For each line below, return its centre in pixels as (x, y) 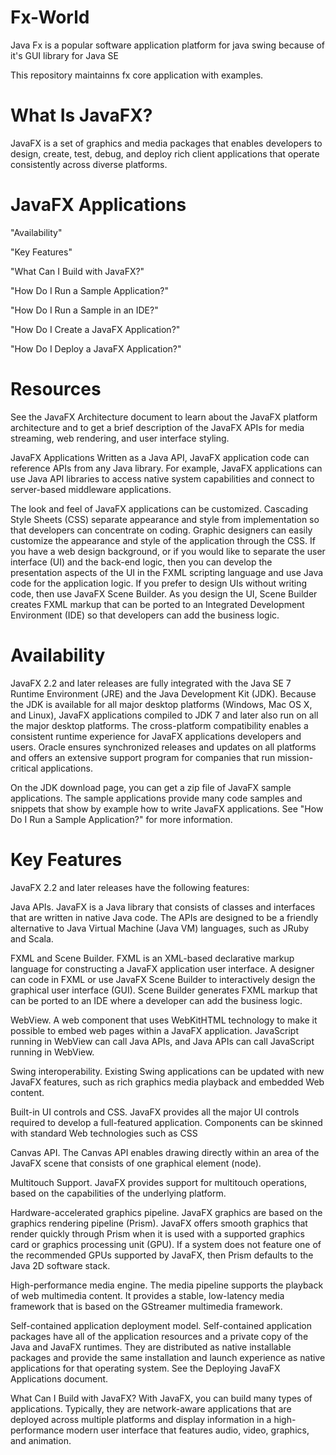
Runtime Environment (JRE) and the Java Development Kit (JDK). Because (163, 693)
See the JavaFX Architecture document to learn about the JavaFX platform (164, 417)
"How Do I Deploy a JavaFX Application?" (96, 348)
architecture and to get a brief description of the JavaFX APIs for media (157, 427)
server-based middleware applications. (91, 489)
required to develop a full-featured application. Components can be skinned (166, 1122)
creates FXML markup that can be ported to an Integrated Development (157, 604)
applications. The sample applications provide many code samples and (156, 798)
